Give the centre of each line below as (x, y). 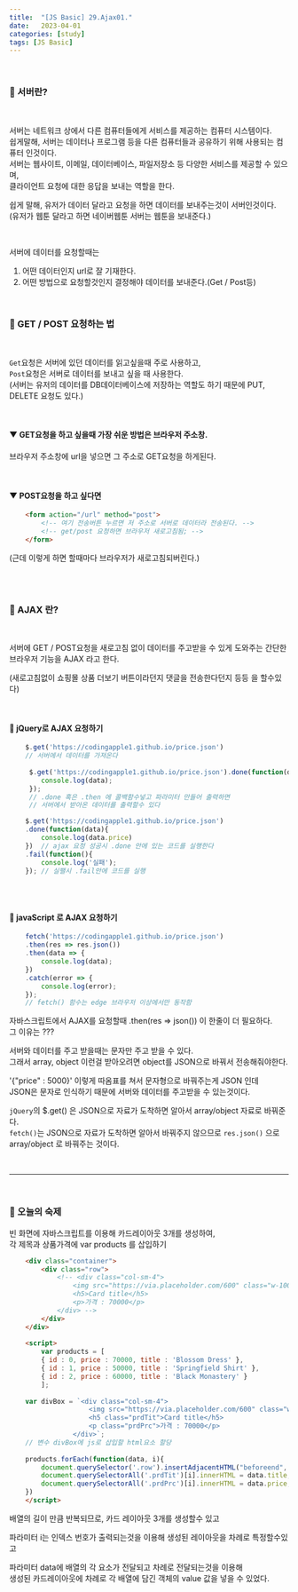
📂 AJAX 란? (34, 609)
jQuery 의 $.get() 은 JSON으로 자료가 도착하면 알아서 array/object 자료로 (136, 1111)
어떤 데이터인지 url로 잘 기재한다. (79, 271)
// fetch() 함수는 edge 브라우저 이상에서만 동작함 (109, 1003)
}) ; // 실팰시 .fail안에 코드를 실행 (86, 871)
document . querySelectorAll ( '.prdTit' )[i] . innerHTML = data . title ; (166, 1476)
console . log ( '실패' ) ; (79, 862)
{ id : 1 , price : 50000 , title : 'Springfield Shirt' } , (150, 1368)
